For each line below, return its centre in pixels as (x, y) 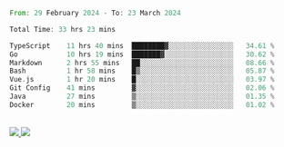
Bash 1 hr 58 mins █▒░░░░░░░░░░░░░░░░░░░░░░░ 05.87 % (142, 71)
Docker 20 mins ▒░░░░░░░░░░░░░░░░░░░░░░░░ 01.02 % (142, 104)
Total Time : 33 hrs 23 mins (63, 29)
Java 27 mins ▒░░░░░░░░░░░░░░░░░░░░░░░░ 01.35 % (142, 96)
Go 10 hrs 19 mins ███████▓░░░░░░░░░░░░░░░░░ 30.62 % (142, 54)
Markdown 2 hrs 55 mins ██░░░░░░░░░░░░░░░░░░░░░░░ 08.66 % (142, 63)
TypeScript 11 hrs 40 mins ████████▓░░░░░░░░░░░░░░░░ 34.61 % (142, 45)
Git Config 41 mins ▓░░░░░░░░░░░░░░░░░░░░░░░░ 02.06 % (142, 88)
